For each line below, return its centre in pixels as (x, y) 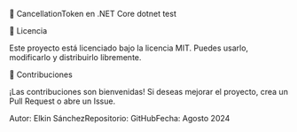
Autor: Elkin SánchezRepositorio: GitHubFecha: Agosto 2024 (120, 118)
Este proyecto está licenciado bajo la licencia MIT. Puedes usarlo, (129, 48)
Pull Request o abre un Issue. (63, 101)
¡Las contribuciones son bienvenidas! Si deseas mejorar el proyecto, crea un (148, 92)
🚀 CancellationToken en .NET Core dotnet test (93, 14)
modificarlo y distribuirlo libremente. (75, 57)
